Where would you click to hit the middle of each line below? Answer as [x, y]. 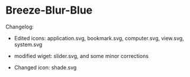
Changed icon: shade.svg [45, 67]
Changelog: [20, 27]
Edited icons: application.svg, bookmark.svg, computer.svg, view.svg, [99, 38]
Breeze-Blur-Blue [49, 10]
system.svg [28, 44]
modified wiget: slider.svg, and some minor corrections [81, 56]
